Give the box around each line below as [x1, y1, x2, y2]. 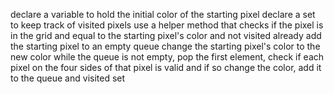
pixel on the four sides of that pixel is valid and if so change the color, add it [10, 62, 322, 73]
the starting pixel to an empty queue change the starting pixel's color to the [10, 40, 321, 52]
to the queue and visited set [10, 72, 126, 84]
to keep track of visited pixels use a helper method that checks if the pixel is [10, 19, 324, 31]
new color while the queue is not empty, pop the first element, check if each [10, 51, 325, 63]
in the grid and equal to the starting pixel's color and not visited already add [10, 30, 322, 41]
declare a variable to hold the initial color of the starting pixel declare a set [10, 9, 316, 20]
